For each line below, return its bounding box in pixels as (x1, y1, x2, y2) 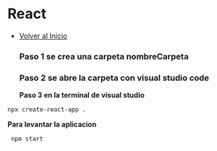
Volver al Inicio (18, 31, 68, 41)
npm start (10, 135, 44, 143)
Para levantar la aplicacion (7, 120, 97, 130)
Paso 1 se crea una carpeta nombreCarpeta (18, 51, 189, 62)
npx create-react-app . (7, 106, 87, 114)
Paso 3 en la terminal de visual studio (18, 91, 145, 100)
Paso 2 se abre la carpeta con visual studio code (18, 72, 210, 83)
